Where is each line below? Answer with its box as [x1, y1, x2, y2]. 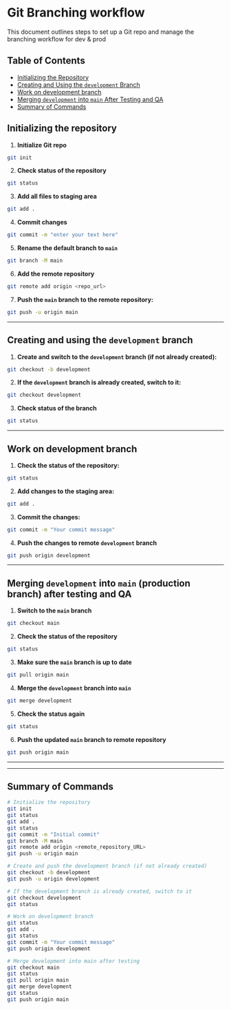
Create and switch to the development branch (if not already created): [16, 353, 217, 361]
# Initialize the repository [7, 799, 91, 806]
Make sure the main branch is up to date [16, 658, 132, 666]
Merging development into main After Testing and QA [16, 95, 164, 103]
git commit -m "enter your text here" [7, 231, 118, 238]
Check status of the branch [16, 404, 98, 413]
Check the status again [16, 710, 85, 718]
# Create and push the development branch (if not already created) [7, 863, 208, 869]
